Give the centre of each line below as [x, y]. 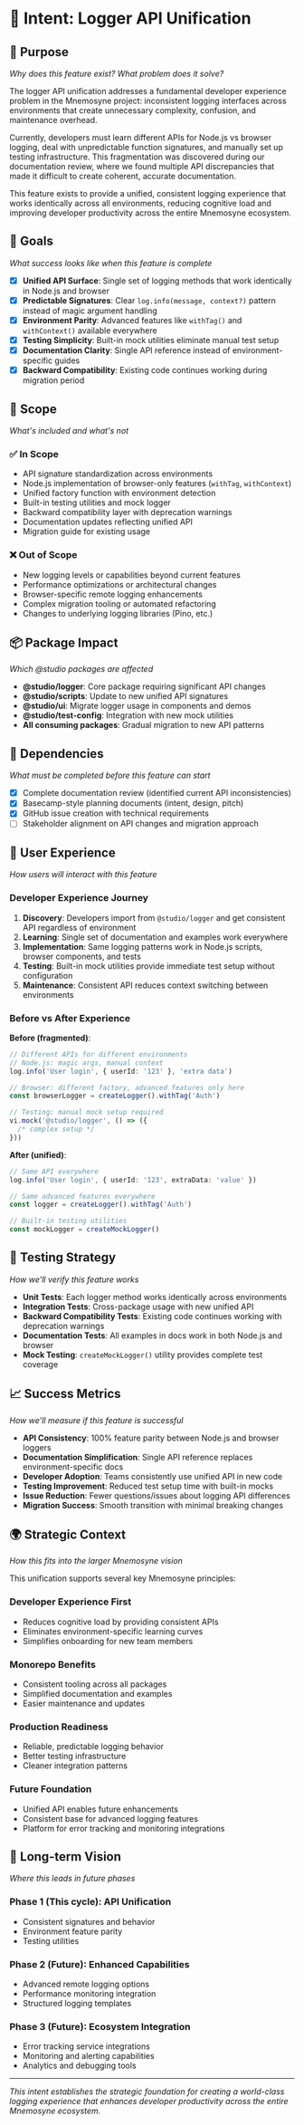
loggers [37, 1447]
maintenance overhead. [53, 120]
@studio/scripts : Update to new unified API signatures [125, 696]
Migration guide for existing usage [86, 531]
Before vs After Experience [70, 1018]
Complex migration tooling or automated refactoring [119, 603]
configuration [47, 975]
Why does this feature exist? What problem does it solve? [117, 73]
